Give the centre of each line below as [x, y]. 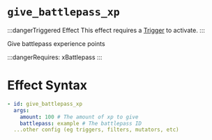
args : [22, 110]
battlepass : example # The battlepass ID [81, 123]
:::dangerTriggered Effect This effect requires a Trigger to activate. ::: [106, 30]
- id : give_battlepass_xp [45, 104]
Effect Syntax [47, 85]
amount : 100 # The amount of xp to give [79, 117]
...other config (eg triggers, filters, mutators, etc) [96, 130]
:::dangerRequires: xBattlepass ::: [55, 57]
